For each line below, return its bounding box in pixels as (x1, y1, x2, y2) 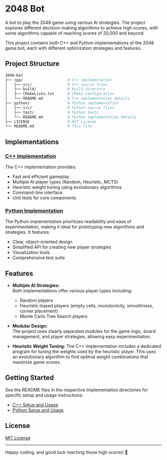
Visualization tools (12, 249, 50, 255)
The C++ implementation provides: (5, 164, 77, 170)
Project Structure (5, 59, 60, 68)
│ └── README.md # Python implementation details (5, 114, 137, 120)
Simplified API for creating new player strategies (12, 244, 112, 250)
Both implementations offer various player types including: (12, 288, 133, 294)
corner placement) (19, 308, 58, 314)
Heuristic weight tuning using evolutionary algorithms (12, 184, 122, 190)
